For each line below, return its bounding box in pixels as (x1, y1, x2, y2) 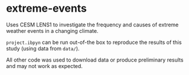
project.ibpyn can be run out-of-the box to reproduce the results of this (6, 39, 182, 46)
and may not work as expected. (6, 62, 83, 69)
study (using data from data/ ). (6, 45, 80, 52)
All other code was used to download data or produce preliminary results (6, 56, 184, 63)
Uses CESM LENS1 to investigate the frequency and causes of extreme (6, 21, 179, 28)
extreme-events (6, 2, 87, 15)
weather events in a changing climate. (6, 27, 99, 34)
